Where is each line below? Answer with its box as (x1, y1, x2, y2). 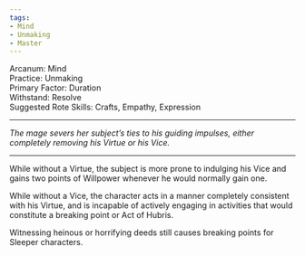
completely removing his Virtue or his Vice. (9, 137, 171, 148)
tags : (9, 13, 30, 23)
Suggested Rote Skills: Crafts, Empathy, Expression (9, 101, 202, 113)
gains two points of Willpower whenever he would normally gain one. (9, 173, 268, 184)
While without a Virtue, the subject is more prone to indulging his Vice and (9, 164, 287, 175)
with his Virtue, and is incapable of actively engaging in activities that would (9, 200, 293, 211)
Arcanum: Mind (9, 63, 67, 74)
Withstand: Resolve (9, 92, 82, 103)
